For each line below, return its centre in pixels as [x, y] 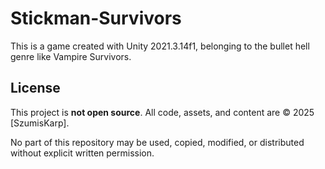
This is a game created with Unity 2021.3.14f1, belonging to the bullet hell [160, 46]
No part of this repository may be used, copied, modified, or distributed [157, 142]
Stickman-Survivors [96, 18]
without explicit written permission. [82, 153]
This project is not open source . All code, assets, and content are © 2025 [162, 112]
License [35, 88]
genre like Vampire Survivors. [71, 56]
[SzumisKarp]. [40, 123]
